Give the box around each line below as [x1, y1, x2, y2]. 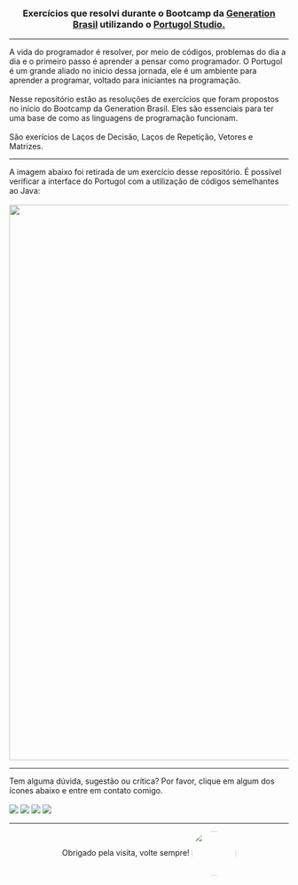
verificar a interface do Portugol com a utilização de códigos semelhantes [9, 176, 279, 187]
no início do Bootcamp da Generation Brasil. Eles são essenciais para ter [9, 103, 274, 114]
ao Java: [9, 186, 41, 196]
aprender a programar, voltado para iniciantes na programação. [9, 75, 241, 86]
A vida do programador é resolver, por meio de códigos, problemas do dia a [9, 47, 286, 58]
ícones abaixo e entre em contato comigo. [9, 785, 163, 796]
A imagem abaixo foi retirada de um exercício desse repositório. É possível [9, 167, 282, 178]
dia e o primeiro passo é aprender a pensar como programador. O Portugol [9, 56, 283, 67]
